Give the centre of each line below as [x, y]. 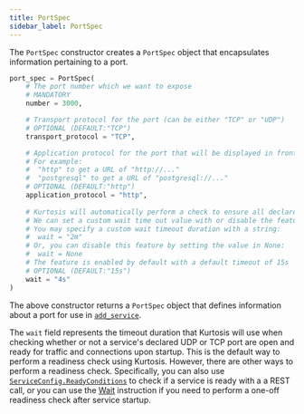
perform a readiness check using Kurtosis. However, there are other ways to [152, 361]
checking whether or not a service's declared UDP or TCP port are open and [152, 342]
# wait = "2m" [54, 237]
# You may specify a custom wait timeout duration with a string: [153, 229]
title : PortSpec [40, 18]
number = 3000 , [54, 104]
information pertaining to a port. [69, 62]
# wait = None [54, 255]
